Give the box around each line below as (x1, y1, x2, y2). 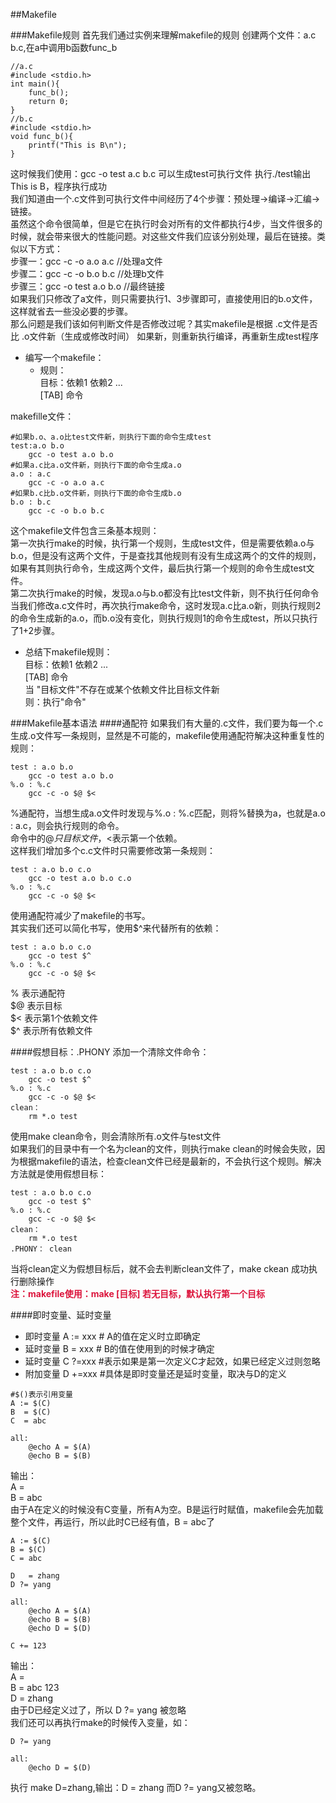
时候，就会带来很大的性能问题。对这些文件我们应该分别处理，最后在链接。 (10, 230, 317, 242)
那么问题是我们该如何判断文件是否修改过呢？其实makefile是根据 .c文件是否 (10, 318, 318, 329)
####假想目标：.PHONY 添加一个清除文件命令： (10, 1046, 210, 1058)
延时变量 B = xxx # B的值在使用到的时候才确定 (24, 1343, 215, 1354)
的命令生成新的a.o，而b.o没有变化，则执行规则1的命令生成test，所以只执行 (10, 612, 318, 624)
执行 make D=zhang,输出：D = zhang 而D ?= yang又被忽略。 (10, 1782, 262, 1793)
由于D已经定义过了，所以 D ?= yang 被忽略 (10, 1704, 187, 1716)
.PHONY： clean (10, 1244, 72, 1254)
